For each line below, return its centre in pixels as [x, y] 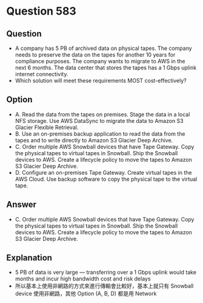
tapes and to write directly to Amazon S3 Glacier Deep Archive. [94, 140]
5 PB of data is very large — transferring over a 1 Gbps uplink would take [106, 273]
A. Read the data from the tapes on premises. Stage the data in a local [102, 114]
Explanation [29, 258]
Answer [22, 205]
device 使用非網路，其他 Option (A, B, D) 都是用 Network [86, 294]
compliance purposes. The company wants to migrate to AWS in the [100, 61]
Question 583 [42, 11]
